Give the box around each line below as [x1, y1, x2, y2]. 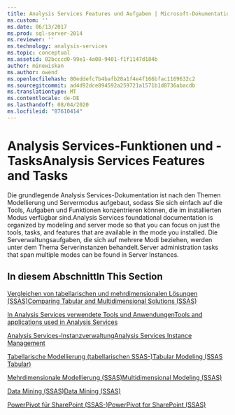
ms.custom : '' [7, 17, 49, 24]
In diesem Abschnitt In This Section [7, 271, 163, 283]
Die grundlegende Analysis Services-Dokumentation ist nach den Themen [7, 190, 221, 199]
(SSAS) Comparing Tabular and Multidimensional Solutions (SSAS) [7, 297, 197, 305]
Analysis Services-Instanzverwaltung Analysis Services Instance [7, 331, 192, 339]
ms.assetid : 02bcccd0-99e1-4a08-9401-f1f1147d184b [7, 56, 158, 63]
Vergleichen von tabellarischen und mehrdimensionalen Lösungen [7, 289, 198, 297]
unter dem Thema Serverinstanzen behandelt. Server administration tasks [7, 243, 219, 251]
